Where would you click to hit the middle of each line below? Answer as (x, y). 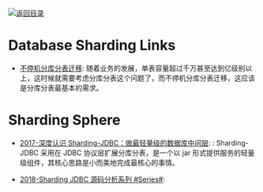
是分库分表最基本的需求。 (61, 87)
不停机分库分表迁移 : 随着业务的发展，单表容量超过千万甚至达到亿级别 (132, 68)
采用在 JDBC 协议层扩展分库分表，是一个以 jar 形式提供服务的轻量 (148, 153)
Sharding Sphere (64, 120)
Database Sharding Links (92, 45)
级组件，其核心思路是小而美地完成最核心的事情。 (99, 162)
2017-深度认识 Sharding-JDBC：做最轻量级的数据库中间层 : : (117, 142)
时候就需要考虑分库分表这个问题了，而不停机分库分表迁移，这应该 (148, 78)
